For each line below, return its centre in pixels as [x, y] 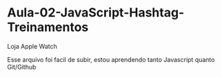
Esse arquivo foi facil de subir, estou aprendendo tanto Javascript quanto [111, 59]
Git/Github [22, 67]
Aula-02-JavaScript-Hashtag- [96, 13]
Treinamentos [48, 27]
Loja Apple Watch [32, 46]
